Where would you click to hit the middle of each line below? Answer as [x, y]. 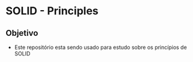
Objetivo [22, 33]
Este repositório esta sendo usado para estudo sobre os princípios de [100, 47]
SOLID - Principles [52, 11]
